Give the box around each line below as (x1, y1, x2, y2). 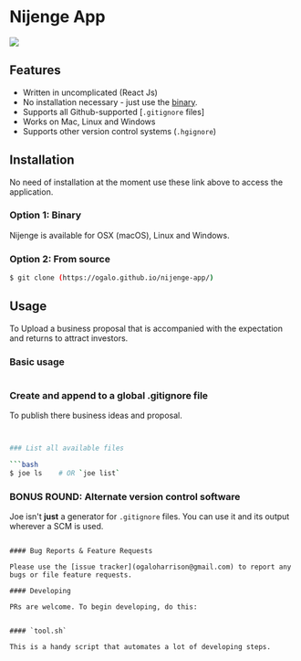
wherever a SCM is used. (9, 521, 104, 532)
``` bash (9, 460, 39, 470)
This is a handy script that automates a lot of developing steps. (9, 643, 272, 652)
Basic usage (9, 355, 66, 368)
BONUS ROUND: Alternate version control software (9, 490, 241, 503)
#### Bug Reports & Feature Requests (9, 547, 153, 556)
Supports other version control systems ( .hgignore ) (22, 125, 217, 136)
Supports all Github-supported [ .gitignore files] (22, 106, 205, 117)
